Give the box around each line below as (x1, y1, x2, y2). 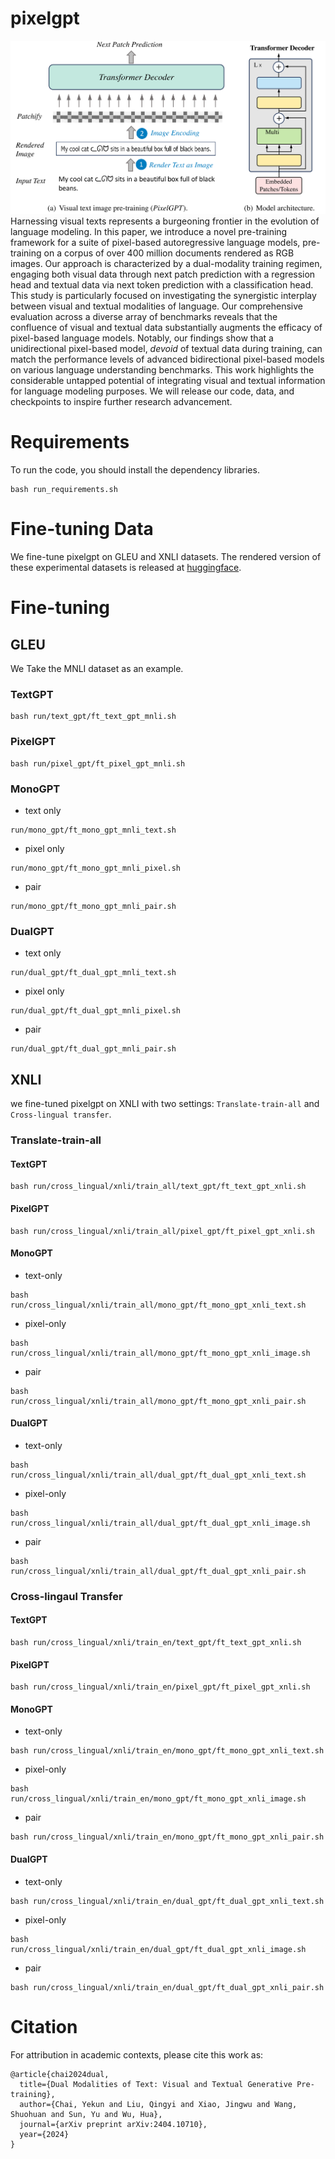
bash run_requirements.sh (10, 485, 118, 495)
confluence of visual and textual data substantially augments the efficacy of (10, 322, 323, 334)
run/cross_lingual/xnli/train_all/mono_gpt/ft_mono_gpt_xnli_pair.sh (10, 1396, 307, 1406)
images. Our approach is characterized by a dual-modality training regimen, (10, 258, 323, 270)
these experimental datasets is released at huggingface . (10, 562, 242, 574)
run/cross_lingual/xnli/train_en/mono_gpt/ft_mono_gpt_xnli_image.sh (10, 1794, 307, 1804)
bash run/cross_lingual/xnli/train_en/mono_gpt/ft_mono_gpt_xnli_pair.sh (10, 1832, 325, 1842)
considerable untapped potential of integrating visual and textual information (10, 375, 326, 387)
